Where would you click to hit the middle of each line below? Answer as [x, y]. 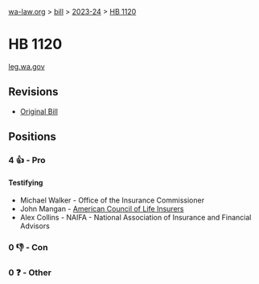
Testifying [26, 182]
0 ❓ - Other [30, 273]
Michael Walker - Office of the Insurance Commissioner [112, 200]
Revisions [33, 92]
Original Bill [39, 111]
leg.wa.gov [27, 66]
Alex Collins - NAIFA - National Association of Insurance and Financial [136, 218]
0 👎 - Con [28, 248]
